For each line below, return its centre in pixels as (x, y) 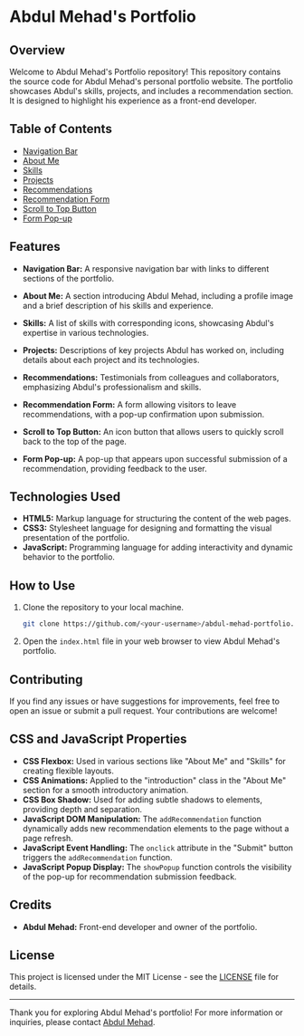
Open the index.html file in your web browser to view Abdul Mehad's (151, 641)
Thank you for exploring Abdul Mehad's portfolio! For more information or (146, 1012)
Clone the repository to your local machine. (103, 608)
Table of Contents (61, 129)
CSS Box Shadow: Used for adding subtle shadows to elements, (142, 800)
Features (35, 247)
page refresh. (48, 838)
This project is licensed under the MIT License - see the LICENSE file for (144, 977)
